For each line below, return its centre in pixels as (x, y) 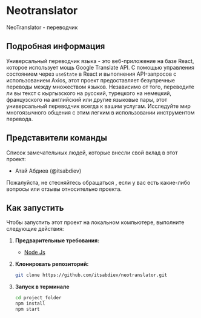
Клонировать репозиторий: (52, 264)
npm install (30, 303)
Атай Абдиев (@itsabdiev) (48, 171)
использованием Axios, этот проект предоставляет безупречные (91, 80)
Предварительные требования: (57, 240)
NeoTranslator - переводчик (42, 27)
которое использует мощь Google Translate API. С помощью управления (100, 67)
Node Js (35, 253)
